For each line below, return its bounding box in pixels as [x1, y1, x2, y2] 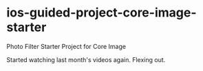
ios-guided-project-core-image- [6, 5, 197, 21]
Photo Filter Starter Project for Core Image [6, 42, 127, 50]
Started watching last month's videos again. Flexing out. [6, 55, 166, 63]
